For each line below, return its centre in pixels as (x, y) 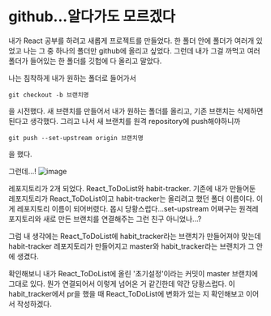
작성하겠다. (34, 304)
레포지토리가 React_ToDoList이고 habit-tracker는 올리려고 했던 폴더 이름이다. (131, 199)
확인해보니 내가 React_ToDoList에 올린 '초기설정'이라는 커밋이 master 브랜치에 (133, 273)
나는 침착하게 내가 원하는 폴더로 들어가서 (72, 78)
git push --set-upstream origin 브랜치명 (76, 138)
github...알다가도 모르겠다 (92, 17)
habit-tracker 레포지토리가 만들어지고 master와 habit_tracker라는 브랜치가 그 (131, 246)
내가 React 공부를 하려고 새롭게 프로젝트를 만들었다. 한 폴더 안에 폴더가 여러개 (131, 41)
